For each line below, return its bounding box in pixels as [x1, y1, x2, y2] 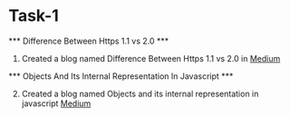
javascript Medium [21, 97, 92, 109]
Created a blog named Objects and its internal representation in [21, 88, 259, 99]
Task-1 [8, 5, 60, 26]
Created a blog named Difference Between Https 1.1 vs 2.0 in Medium [21, 53, 281, 64]
